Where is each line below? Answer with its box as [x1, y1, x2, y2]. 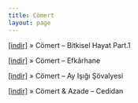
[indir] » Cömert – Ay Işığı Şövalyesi [8, 71, 124, 80]
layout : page [8, 19, 51, 27]
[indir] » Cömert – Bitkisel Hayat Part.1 [8, 40, 131, 50]
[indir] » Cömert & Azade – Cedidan [8, 86, 124, 95]
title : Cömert [8, 11, 55, 20]
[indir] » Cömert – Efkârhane [8, 56, 101, 65]
